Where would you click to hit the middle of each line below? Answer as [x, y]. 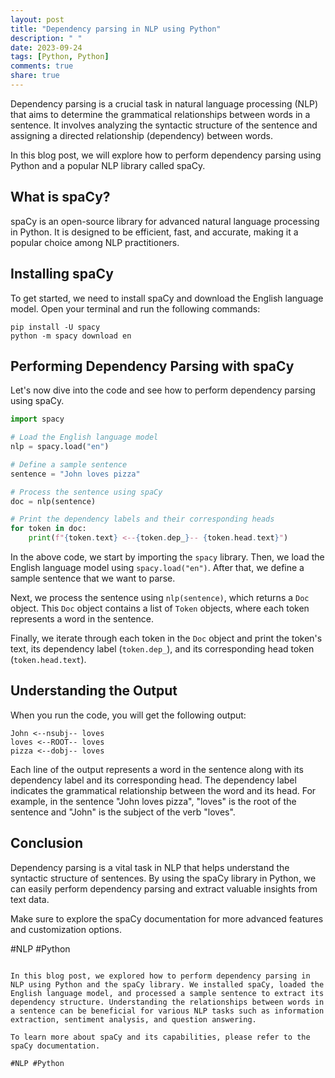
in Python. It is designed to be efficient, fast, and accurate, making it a [154, 232]
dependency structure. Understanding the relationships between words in [167, 1002]
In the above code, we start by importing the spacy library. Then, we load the [167, 557]
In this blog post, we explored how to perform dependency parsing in [160, 976]
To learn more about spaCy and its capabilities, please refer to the [160, 1037]
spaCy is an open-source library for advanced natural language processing [165, 221]
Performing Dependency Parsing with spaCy [152, 366]
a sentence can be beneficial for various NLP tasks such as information [167, 1011]
